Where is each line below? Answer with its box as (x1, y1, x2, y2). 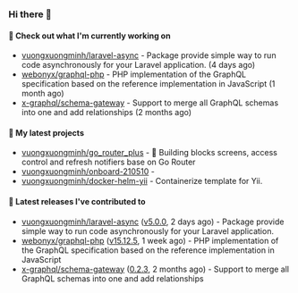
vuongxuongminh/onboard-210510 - (21, 166, 156, 177)
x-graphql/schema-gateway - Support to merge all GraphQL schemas (21, 97, 279, 108)
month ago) (21, 88, 64, 99)
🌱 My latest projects (8, 127, 84, 138)
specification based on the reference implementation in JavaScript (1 (21, 79, 276, 89)
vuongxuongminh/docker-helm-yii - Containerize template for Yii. (21, 176, 263, 187)
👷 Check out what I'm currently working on (8, 30, 171, 41)
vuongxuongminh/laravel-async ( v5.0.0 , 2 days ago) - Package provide (21, 216, 285, 227)
